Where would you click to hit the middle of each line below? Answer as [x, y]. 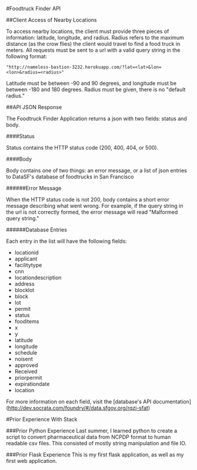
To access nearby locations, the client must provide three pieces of [88, 31]
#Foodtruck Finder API [34, 9]
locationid [27, 252]
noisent [24, 359]
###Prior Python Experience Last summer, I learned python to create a [92, 431]
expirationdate [32, 384]
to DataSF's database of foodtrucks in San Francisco [70, 177]
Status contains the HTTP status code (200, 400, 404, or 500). [82, 148]
